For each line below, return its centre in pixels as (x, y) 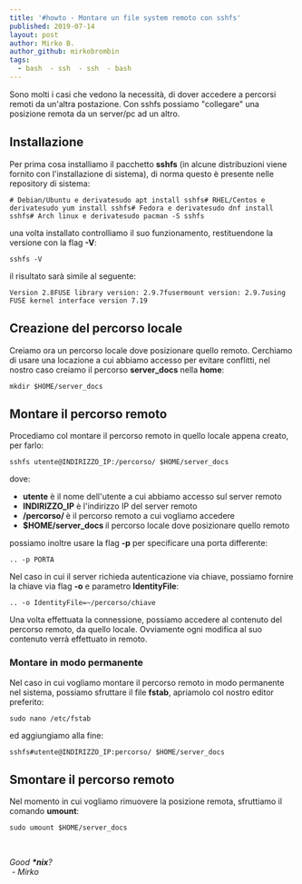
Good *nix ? (31, 862)
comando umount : (44, 811)
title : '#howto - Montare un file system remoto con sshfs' (126, 18)
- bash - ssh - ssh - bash (74, 69)
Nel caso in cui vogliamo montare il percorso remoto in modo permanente (147, 682)
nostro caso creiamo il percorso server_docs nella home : (117, 370)
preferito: (27, 701)
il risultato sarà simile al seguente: (73, 276)
